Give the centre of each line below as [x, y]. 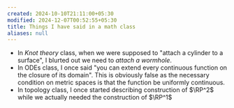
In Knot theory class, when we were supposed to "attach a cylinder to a [120, 53]
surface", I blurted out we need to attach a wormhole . [95, 61]
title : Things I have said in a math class [72, 26]
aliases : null [28, 33]
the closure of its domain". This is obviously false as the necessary [113, 75]
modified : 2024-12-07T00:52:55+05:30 [62, 20]
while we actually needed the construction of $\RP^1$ [95, 98]
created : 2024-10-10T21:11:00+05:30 [60, 14]
